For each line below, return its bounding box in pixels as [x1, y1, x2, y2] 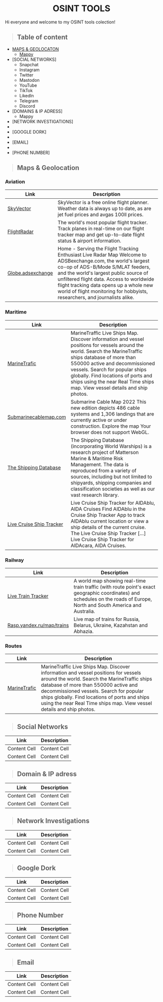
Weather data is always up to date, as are [57, 205, 151, 212]
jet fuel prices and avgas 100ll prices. [57, 211, 144, 218]
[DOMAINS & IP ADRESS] [12, 108, 63, 114]
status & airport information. [57, 237, 121, 244]
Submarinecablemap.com [7, 414, 66, 420]
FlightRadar [7, 228, 34, 235]
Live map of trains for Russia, [73, 616, 140, 623]
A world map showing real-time [73, 578, 146, 585]
